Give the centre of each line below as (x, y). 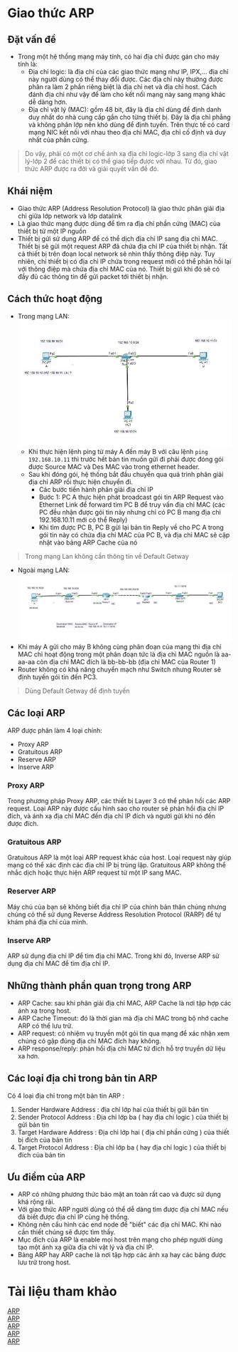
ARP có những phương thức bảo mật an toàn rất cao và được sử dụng (119, 1194)
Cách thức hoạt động (55, 299)
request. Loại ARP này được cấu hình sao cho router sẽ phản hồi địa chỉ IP (116, 808)
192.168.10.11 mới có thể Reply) (83, 520)
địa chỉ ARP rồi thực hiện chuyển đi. (81, 482)
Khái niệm (30, 191)
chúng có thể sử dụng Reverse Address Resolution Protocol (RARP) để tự (114, 914)
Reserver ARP (32, 891)
